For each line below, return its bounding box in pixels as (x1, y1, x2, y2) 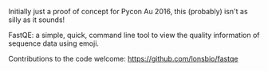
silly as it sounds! (8, 15, 65, 24)
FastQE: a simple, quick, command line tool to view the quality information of (8, 31, 260, 39)
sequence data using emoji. (8, 39, 100, 48)
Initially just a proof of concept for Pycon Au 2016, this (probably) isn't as (8, 7, 249, 16)
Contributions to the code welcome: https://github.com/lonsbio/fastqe (8, 54, 238, 63)
